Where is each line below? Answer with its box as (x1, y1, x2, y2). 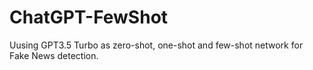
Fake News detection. (9, 49, 99, 61)
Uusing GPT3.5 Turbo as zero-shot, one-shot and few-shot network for (9, 39, 304, 51)
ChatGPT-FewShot (9, 6, 169, 29)
